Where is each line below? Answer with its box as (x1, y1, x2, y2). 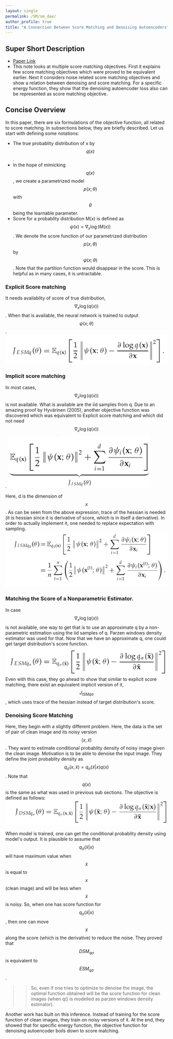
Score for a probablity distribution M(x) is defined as (12, 215, 124, 221)
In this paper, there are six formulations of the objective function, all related (5, 119, 165, 126)
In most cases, (5, 384, 37, 391)
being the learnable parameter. (12, 210, 79, 216)
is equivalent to (5, 957, 38, 963)
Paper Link (12, 58, 36, 64)
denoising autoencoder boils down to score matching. (5, 1027, 120, 1034)
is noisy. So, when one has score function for (5, 901, 101, 908)
